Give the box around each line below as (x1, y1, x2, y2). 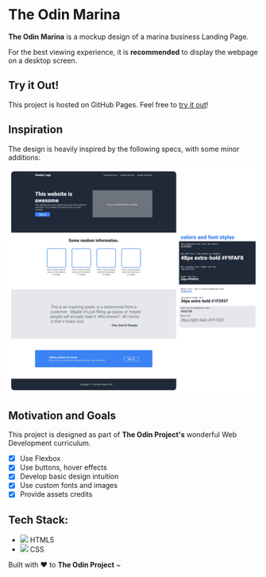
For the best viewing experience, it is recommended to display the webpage (8, 47, 258, 56)
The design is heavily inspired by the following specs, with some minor (8, 144, 240, 153)
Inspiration (8, 123, 64, 137)
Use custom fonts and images (19, 481, 118, 490)
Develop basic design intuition (19, 471, 119, 482)
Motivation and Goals (8, 409, 117, 422)
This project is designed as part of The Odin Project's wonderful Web (8, 430, 237, 440)
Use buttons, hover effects (19, 463, 107, 472)
